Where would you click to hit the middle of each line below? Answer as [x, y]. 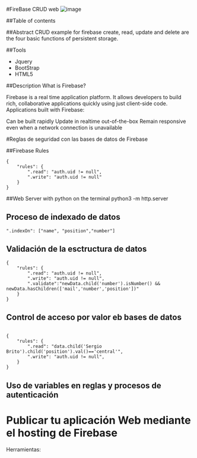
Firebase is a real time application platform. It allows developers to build [94, 97]
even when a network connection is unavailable [64, 127]
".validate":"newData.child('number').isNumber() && [94, 283]
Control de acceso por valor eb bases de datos [94, 318]
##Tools [16, 50]
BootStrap [27, 68]
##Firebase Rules [28, 151]
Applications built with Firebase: [45, 110]
